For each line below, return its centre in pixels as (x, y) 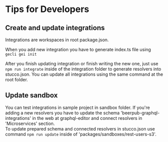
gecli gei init (21, 54)
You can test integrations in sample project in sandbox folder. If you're (78, 107)
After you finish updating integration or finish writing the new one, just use (82, 63)
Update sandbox (32, 96)
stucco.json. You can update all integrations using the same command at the (84, 74)
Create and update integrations (55, 28)
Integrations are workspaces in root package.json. (57, 40)
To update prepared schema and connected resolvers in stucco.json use (80, 128)
